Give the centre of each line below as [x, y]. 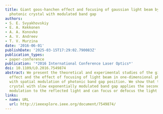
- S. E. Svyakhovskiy [27, 23]
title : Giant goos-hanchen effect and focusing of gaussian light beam [79, 9]
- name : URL [17, 100]
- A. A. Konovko [21, 32]
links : [12, 95]
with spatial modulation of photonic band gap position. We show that [82, 81]
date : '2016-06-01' [25, 46]
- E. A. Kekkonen [23, 28]
